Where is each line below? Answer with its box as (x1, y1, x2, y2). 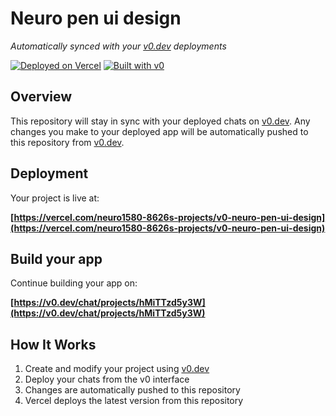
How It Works (10, 336, 97, 353)
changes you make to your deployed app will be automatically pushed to (10, 125, 309, 137)
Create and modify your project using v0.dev (24, 363, 210, 375)
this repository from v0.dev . (10, 136, 125, 148)
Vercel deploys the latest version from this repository (24, 395, 244, 407)
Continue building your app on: (10, 277, 138, 289)
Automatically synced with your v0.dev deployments (10, 40, 227, 52)
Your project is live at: (10, 192, 100, 204)
